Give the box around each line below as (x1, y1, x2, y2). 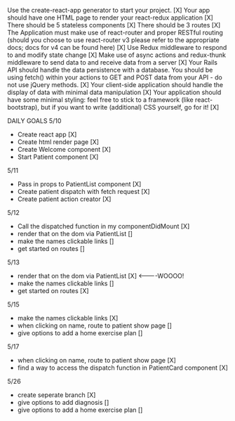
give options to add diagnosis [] (17, 399, 109, 406)
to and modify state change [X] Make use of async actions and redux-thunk (7, 51, 227, 59)
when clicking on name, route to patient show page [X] (17, 356, 177, 364)
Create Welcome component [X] (17, 145, 111, 153)
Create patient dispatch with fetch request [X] (17, 188, 150, 195)
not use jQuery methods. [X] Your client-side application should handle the (7, 81, 223, 89)
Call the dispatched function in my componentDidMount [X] (17, 222, 190, 231)
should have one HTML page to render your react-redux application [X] (7, 13, 214, 22)
